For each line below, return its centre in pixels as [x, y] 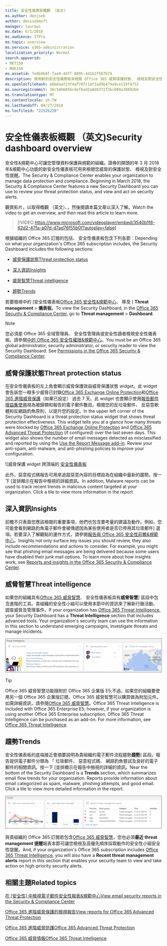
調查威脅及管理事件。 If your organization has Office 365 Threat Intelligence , [83, 610]
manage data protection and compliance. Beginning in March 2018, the [78, 181]
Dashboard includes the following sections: [49, 249]
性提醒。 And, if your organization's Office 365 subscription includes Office [82, 850]
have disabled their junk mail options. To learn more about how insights [78, 556]
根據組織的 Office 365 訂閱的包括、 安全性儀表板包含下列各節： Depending [81, 238]
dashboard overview [49, 149]
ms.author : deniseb [25, 16]
